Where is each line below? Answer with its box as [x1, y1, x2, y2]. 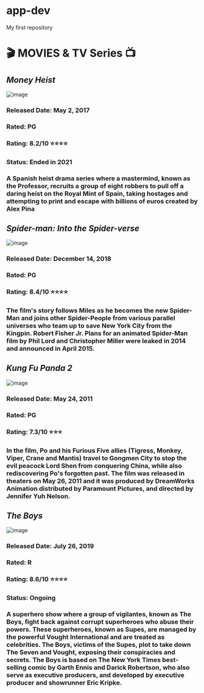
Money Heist [6, 74, 56, 85]
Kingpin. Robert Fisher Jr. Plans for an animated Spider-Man [6, 329, 188, 338]
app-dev [6, 4, 51, 18]
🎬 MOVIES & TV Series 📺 [6, 46, 136, 60]
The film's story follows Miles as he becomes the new [6, 306, 169, 315]
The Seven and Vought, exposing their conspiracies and [6, 648, 175, 656]
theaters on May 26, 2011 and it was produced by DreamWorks [6, 476, 195, 485]
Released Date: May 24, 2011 [6, 394, 93, 403]
